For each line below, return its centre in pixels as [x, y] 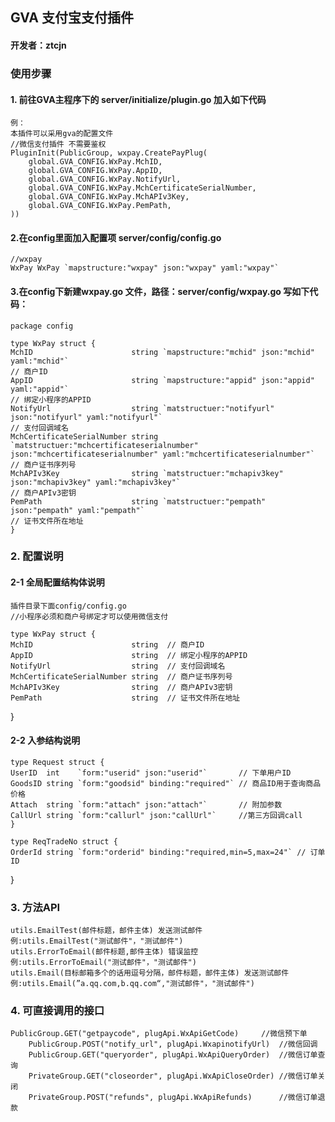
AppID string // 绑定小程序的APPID [129, 655]
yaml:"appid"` [40, 389]
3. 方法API [35, 907]
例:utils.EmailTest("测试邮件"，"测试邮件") [97, 941]
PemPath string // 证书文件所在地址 [125, 698]
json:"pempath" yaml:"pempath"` [77, 510]
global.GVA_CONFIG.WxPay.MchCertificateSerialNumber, [142, 188]
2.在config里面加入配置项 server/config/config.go [116, 237]
